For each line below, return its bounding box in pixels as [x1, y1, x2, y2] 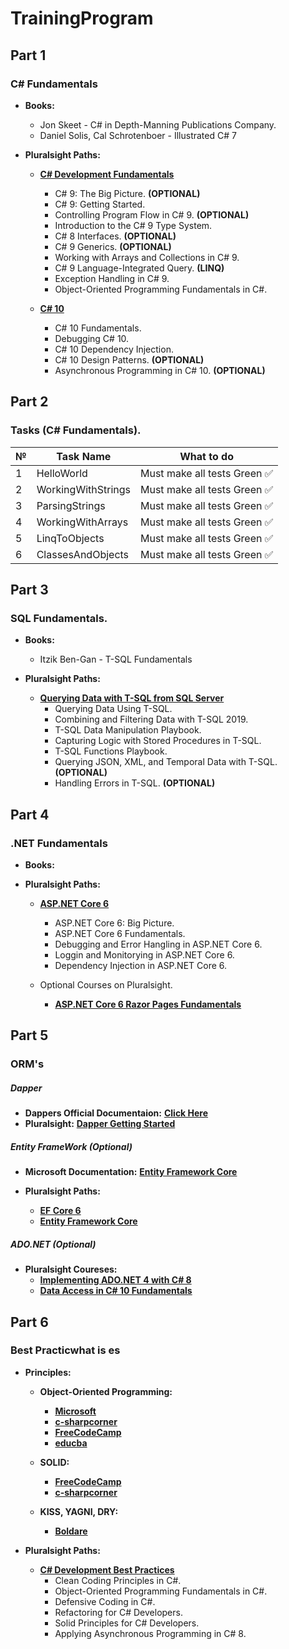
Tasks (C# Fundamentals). [10, 423, 142, 437]
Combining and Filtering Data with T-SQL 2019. [54, 713, 249, 726]
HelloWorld [36, 466, 88, 480]
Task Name [56, 449, 112, 463]
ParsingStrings [36, 498, 106, 512]
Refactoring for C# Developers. [54, 1606, 183, 1618]
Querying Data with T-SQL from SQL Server [39, 692, 225, 704]
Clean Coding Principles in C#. [54, 1574, 182, 1586]
